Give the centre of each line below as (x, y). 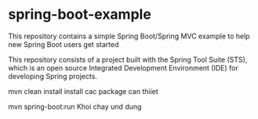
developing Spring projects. (53, 76)
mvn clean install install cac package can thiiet (83, 91)
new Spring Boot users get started (64, 44)
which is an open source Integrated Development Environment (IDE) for (123, 67)
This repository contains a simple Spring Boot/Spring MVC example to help (129, 36)
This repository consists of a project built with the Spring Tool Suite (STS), (128, 59)
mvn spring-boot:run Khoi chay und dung (75, 106)
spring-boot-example (80, 14)
